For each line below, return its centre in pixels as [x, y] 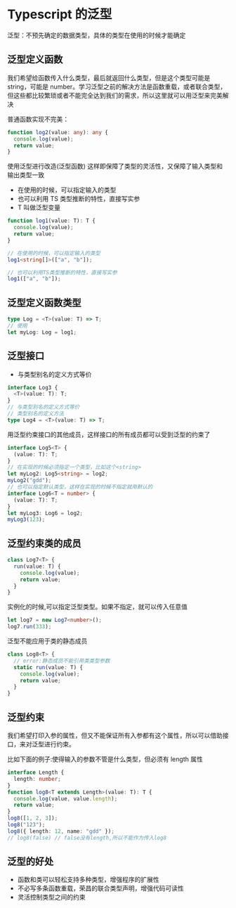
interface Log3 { [33, 387]
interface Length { [36, 772]
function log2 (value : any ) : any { [58, 132]
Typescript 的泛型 [60, 14]
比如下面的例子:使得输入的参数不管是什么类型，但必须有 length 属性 [105, 759]
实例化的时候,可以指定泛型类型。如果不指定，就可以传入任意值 [98, 607]
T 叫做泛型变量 [39, 207]
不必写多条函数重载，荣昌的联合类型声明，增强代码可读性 [100, 888]
